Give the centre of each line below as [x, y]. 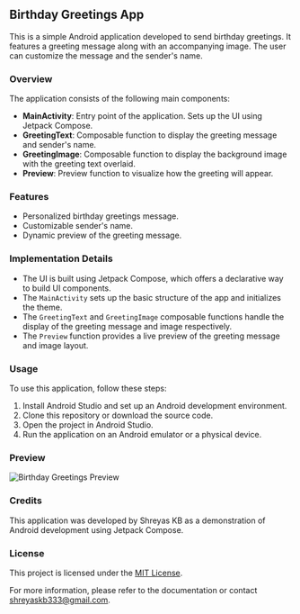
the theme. [42, 307]
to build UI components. [67, 288]
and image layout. [55, 345]
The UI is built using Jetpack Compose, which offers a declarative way [153, 278]
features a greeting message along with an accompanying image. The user [148, 46]
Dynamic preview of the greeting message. [102, 235]
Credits [26, 501]
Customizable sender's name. [77, 226]
